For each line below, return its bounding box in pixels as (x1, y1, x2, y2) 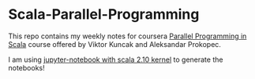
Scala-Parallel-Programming (8, 5, 200, 23)
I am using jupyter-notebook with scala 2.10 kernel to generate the (8, 55, 223, 64)
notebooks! (8, 63, 45, 72)
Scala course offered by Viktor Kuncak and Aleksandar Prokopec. (8, 39, 221, 48)
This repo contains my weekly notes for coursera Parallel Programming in (8, 31, 247, 41)
